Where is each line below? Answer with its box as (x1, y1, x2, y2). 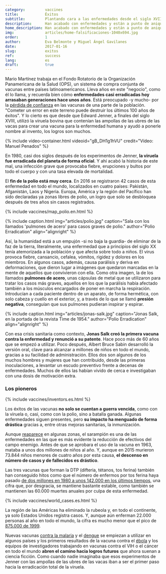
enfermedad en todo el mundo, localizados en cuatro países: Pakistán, (5, 183, 149, 189)
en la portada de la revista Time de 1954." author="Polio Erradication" (5, 316, 147, 322)
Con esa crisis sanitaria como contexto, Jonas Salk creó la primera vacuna (5, 331, 159, 337)
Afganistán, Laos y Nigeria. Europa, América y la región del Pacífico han (5, 189, 152, 195)
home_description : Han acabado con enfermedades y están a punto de (5, 26, 149, 31)
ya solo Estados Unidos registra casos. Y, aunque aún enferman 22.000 (5, 512, 152, 519)
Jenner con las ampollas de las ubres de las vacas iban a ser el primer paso (5, 559, 160, 565)
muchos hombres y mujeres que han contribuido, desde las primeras (5, 357, 146, 363)
